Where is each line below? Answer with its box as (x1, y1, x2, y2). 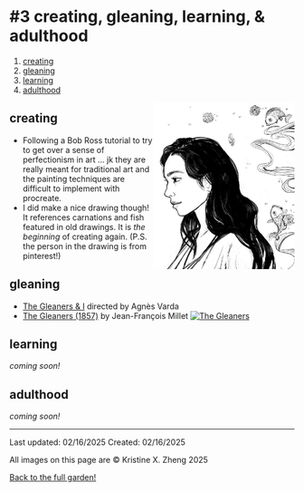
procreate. (22, 192, 62, 203)
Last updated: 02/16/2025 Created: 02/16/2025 (9, 437, 185, 448)
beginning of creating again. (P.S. (22, 231, 147, 242)
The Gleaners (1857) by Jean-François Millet (22, 310, 188, 321)
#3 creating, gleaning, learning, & (9, 6, 265, 27)
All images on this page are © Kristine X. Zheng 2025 (9, 455, 208, 466)
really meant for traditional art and (22, 163, 150, 174)
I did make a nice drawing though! (22, 202, 149, 213)
